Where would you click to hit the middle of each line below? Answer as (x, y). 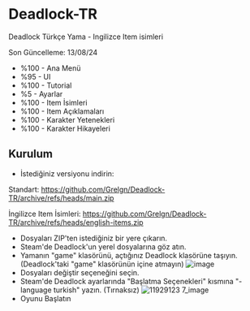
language (36, 290)
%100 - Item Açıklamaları (62, 111)
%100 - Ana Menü (50, 68)
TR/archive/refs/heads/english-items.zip (76, 222)
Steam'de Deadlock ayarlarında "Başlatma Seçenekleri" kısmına (127, 281)
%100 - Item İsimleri (54, 102)
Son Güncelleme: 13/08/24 (53, 52)
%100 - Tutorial (46, 85)
